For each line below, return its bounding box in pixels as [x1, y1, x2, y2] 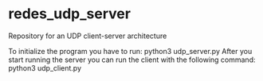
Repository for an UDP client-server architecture [8, 31, 167, 40]
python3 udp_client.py [8, 63, 82, 72]
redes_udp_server [8, 5, 131, 23]
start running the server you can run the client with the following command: [8, 55, 256, 64]
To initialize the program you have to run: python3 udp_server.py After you [8, 46, 253, 56]
